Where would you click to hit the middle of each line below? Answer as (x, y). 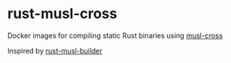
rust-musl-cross (62, 14)
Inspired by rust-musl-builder (55, 50)
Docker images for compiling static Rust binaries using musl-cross (115, 35)
